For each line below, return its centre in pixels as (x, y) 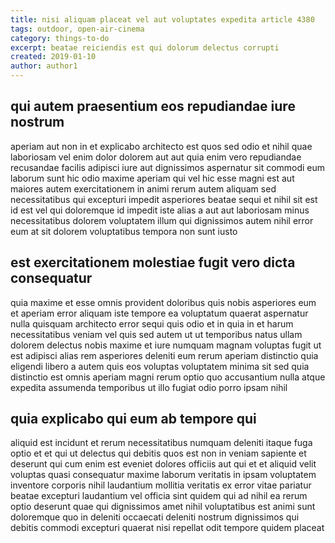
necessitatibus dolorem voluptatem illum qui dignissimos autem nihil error (162, 220)
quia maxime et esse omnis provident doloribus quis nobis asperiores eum (163, 302)
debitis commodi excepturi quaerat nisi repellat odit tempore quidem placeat (167, 528)
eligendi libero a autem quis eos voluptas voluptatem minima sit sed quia (160, 366)
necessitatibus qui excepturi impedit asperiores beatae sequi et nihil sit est (164, 199)
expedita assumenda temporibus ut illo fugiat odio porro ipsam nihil (149, 387)
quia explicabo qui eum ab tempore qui (133, 419)
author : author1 (44, 66)
